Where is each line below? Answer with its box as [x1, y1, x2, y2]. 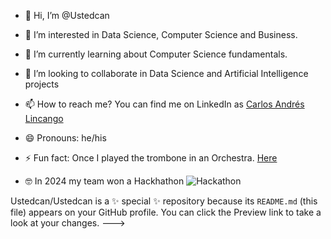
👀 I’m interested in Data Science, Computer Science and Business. [24, 29, 298, 40]
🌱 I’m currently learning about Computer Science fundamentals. [24, 48, 288, 60]
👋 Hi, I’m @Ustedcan [24, 10, 110, 21]
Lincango [24, 113, 64, 124]
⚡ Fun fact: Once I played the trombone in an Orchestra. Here [24, 152, 278, 164]
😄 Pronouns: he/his [24, 132, 107, 144]
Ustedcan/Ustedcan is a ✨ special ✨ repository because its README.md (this [10, 195, 318, 207]
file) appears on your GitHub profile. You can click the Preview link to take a [10, 206, 322, 218]
